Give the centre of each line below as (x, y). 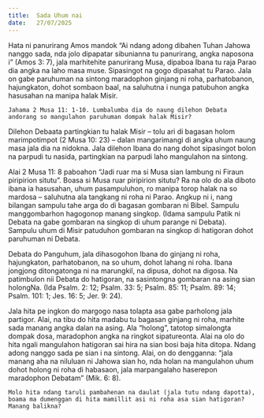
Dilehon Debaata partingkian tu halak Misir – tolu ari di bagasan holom (122, 131)
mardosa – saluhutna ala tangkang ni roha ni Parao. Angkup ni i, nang (121, 197)
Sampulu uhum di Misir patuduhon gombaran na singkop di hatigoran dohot (131, 230)
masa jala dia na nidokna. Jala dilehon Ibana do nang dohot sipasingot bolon (132, 148)
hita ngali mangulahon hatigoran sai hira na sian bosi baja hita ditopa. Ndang (132, 344)
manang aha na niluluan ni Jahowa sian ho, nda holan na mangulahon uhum (131, 361)
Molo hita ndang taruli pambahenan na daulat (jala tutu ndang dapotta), (132, 392)
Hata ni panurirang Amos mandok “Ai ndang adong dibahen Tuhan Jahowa (129, 45)
